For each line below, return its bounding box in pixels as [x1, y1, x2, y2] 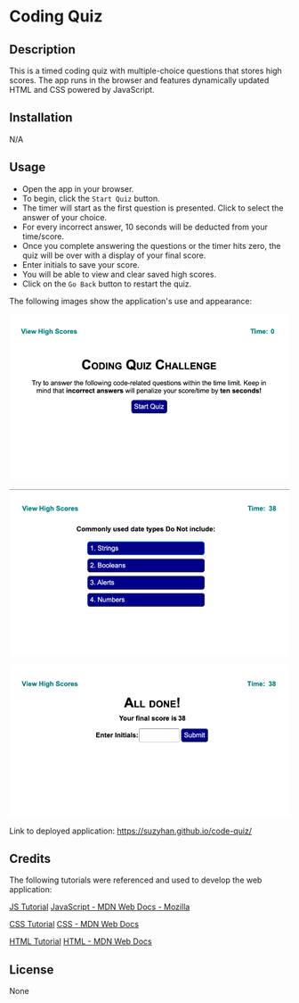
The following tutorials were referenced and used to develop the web [9, 875, 263, 885]
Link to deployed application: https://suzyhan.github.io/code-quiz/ [9, 825, 252, 836]
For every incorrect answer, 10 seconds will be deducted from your [21, 221, 269, 232]
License [9, 962, 54, 977]
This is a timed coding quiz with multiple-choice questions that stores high [9, 65, 282, 76]
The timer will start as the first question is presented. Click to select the [21, 203, 284, 213]
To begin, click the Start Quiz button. [21, 193, 160, 203]
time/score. [21, 230, 65, 242]
